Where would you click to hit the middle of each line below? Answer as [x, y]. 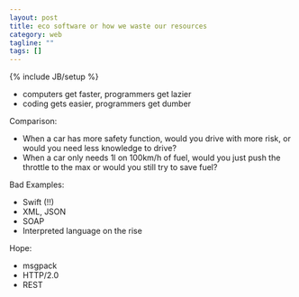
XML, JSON [44, 211]
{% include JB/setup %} [54, 76]
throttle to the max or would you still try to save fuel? [120, 167]
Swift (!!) [38, 202]
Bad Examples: [37, 184]
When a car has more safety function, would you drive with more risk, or [156, 139]
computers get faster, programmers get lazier [107, 94]
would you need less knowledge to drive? [100, 148]
